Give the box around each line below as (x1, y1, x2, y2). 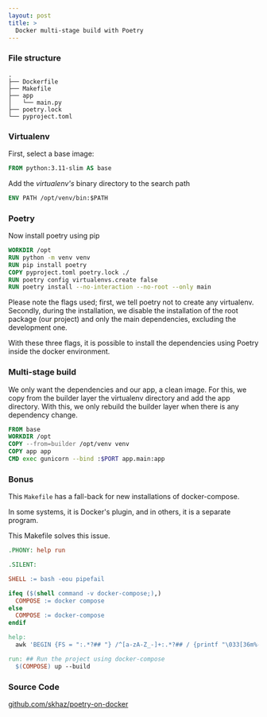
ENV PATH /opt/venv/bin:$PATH (8, 194, 109, 202)
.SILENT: (8, 561, 37, 569)
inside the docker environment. (8, 347, 110, 356)
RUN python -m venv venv (8, 254, 91, 262)
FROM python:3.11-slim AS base (8, 164, 112, 172)
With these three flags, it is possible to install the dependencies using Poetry (8, 339, 259, 348)
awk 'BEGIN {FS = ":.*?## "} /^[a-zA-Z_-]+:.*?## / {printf (15, 641, 219, 649)
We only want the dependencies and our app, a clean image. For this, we (8, 385, 247, 394)
